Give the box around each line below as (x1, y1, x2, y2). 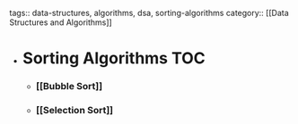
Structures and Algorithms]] (9, 17, 112, 28)
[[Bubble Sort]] (35, 80, 103, 93)
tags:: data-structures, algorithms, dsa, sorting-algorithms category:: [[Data (9, 8, 289, 18)
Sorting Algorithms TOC (22, 48, 206, 69)
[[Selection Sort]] (35, 104, 114, 117)
